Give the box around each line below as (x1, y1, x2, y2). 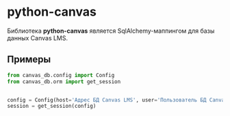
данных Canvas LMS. (7, 33, 68, 42)
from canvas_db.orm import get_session (7, 78, 121, 85)
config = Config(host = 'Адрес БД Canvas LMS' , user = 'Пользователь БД (7, 96, 207, 103)
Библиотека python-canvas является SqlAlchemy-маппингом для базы (7, 27, 215, 35)
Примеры (7, 54, 51, 66)
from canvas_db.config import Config (7, 72, 115, 78)
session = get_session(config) (7, 103, 97, 110)
